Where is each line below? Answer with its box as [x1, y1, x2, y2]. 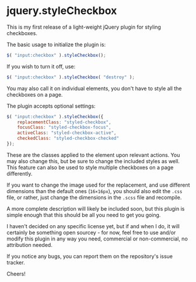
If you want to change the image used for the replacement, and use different [6, 181, 190, 188]
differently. [6, 170, 33, 177]
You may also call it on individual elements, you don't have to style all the [6, 85, 182, 92]
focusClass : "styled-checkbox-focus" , [17, 125, 111, 130]
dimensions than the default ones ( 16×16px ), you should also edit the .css [6, 187, 183, 194]
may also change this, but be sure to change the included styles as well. [6, 157, 180, 164]
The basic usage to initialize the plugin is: [6, 41, 106, 48]
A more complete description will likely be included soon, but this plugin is [6, 205, 185, 212]
